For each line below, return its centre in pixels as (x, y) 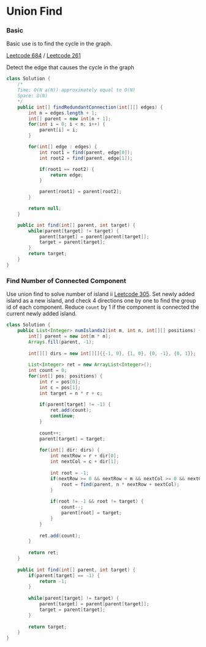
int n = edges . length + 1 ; (63, 113)
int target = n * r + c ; (71, 393)
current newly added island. (42, 314)
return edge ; (67, 175)
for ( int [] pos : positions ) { (66, 376)
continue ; (63, 416)
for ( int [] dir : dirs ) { (69, 450)
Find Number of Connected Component (67, 281)
